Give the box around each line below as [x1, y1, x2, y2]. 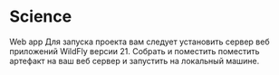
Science [9, 6, 72, 27]
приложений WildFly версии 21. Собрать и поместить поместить [9, 45, 260, 56]
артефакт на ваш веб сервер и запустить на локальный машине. [9, 55, 260, 66]
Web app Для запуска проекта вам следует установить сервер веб [9, 36, 270, 47]
